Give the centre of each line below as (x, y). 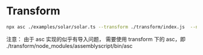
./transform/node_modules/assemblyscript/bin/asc (69, 45)
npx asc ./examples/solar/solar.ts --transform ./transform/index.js (96, 27)
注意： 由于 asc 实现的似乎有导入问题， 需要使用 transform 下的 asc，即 (96, 39)
